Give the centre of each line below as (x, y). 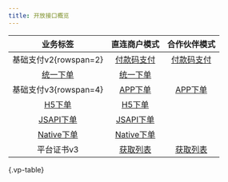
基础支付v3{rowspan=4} (58, 89)
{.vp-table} (26, 169)
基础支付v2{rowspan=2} (58, 59)
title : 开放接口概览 (39, 16)
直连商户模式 (135, 44)
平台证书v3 (58, 149)
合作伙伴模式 (191, 44)
